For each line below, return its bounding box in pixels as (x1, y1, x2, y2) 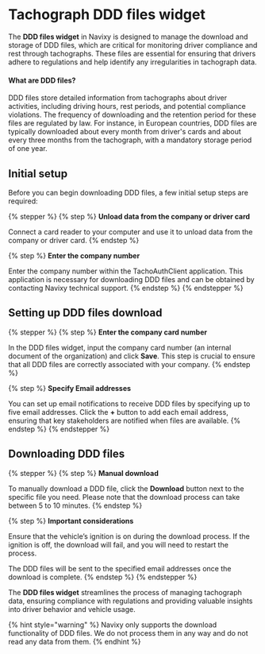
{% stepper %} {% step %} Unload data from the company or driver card (8, 211, 251, 221)
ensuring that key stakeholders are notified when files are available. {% (8, 416, 241, 425)
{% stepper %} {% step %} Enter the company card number (8, 327, 208, 337)
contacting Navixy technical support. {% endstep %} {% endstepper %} (8, 283, 244, 292)
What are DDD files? (8, 75, 76, 85)
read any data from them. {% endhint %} (8, 637, 141, 646)
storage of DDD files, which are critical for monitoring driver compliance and (8, 40, 258, 49)
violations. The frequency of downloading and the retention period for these (8, 110, 256, 120)
